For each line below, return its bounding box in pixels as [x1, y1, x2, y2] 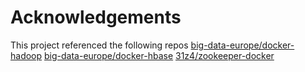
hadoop [10, 49, 43, 61]
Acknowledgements [10, 6, 182, 29]
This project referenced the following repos [10, 39, 189, 51]
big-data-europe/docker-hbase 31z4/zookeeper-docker [44, 49, 275, 61]
